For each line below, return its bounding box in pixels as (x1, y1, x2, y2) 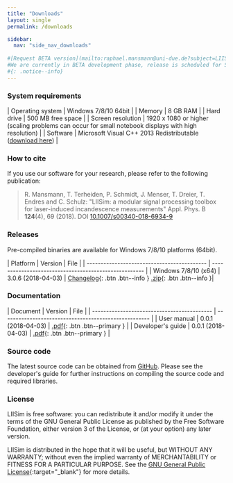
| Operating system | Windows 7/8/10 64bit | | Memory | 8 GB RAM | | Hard (7, 106, 221, 115)
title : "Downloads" (7, 10, 64, 17)
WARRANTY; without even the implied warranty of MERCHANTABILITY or (7, 453, 217, 461)
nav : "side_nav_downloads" (13, 42, 92, 49)
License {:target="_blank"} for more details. (7, 468, 130, 476)
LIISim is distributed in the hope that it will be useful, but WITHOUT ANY (7, 445, 213, 454)
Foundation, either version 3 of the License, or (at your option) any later (7, 425, 212, 433)
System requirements (7, 91, 82, 101)
